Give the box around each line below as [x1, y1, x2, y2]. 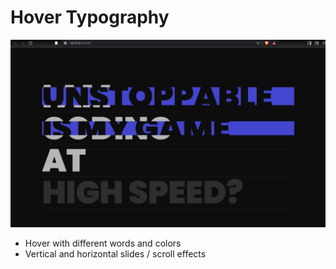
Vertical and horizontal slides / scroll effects [24, 248, 207, 260]
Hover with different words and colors [24, 237, 182, 250]
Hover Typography [10, 6, 170, 29]
